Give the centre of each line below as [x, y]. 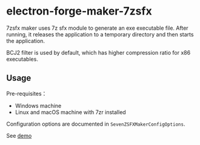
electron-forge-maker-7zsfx [79, 11]
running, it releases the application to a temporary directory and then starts [100, 34]
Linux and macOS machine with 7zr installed [70, 112]
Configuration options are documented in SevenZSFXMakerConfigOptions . [96, 124]
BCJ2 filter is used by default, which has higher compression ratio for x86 [98, 52]
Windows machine [38, 106]
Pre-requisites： [27, 93]
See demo [19, 135]
